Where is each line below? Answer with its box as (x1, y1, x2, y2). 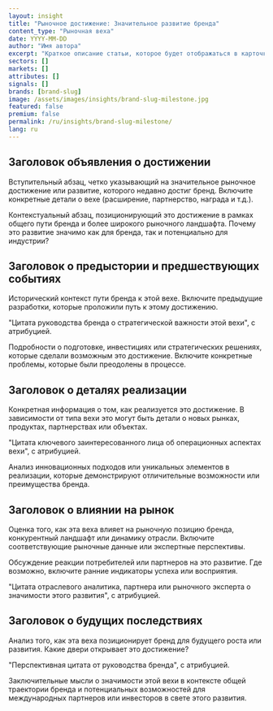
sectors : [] (8, 58, 49, 66)
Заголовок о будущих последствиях (8, 614, 203, 628)
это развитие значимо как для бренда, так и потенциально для (8, 227, 228, 236)
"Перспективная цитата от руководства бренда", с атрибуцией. (8, 660, 230, 670)
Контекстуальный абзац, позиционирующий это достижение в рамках (8, 210, 253, 219)
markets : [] (8, 65, 49, 73)
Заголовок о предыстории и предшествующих (8, 259, 260, 273)
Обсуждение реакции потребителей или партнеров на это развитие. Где (8, 557, 262, 567)
